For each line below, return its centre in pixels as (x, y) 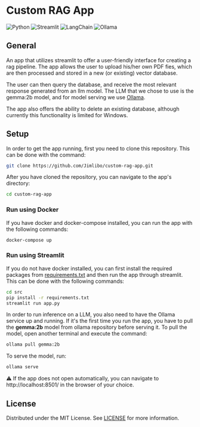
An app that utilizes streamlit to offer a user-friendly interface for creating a (99, 60)
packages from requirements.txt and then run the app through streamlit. (95, 274)
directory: (18, 184)
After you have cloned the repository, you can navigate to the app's (89, 177)
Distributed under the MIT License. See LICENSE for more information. (93, 418)
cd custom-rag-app (29, 194)
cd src (14, 292)
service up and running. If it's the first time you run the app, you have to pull (99, 321)
